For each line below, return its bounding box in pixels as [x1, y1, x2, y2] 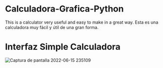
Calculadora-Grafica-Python [5, 3, 124, 14]
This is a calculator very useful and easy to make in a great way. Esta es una [5, 19, 159, 25]
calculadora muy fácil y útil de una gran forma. [5, 24, 99, 30]
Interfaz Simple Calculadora [5, 41, 121, 53]
